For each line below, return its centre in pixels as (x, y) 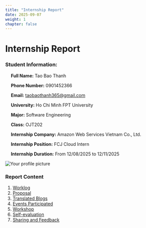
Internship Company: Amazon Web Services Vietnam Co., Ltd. (76, 134)
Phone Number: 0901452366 (42, 85)
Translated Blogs (30, 198)
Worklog (21, 188)
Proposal (22, 193)
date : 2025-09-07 (23, 15)
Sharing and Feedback (36, 220)
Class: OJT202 (27, 125)
